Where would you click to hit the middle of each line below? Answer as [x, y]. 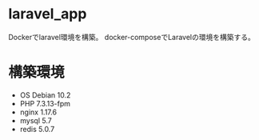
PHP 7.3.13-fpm [45, 103]
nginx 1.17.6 [38, 112]
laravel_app [48, 14]
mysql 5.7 [36, 120]
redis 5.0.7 [37, 129]
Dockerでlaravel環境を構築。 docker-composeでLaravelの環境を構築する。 [132, 37]
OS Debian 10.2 [45, 95]
